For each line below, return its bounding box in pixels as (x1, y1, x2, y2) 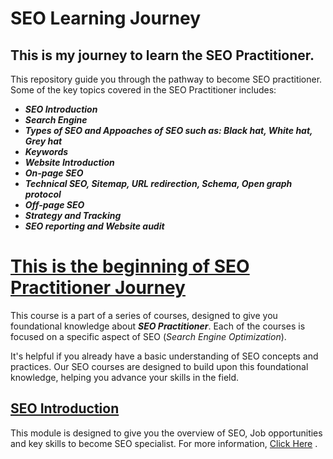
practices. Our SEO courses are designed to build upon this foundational (10, 360, 309, 372)
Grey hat (24, 135, 63, 147)
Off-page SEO (24, 199, 85, 211)
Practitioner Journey (10, 277, 186, 299)
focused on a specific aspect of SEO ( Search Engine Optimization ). (10, 330, 287, 342)
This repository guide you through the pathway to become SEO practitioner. (10, 73, 323, 85)
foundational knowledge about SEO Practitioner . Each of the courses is (10, 320, 306, 332)
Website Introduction (24, 157, 115, 168)
